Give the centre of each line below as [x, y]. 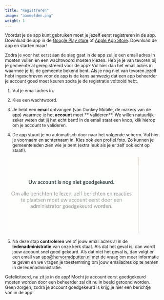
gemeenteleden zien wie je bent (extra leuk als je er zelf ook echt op [81, 145]
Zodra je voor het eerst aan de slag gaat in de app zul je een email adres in [80, 55]
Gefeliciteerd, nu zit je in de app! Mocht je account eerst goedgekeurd [75, 277]
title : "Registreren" [27, 10]
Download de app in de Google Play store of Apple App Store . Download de [81, 40]
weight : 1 [15, 21]
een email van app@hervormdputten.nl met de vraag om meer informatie [85, 257]
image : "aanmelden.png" [29, 15]
